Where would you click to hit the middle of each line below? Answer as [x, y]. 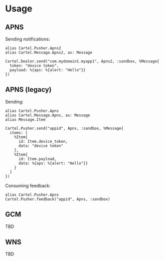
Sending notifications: [28, 39]
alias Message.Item [25, 120]
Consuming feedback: [28, 186]
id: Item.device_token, [43, 141]
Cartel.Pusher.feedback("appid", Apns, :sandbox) [58, 199]
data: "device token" [41, 146]
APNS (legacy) [28, 90]
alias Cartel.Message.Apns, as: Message [48, 115]
